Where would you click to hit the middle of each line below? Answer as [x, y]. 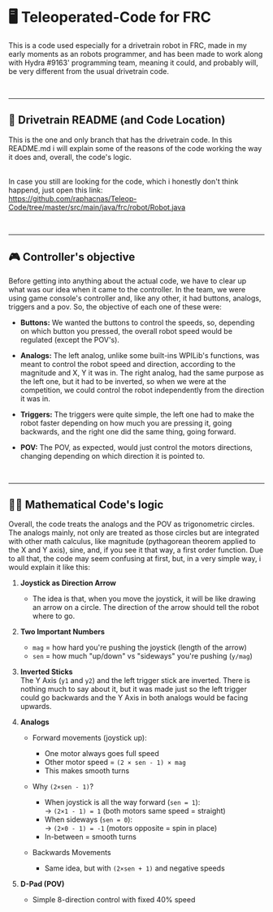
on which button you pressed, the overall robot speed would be [126, 331]
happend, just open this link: [56, 190]
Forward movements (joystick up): [90, 738]
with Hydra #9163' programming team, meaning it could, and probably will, [133, 63]
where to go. [54, 616]
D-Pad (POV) [42, 884]
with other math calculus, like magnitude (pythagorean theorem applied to [132, 542]
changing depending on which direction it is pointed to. [113, 456]
